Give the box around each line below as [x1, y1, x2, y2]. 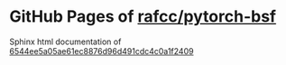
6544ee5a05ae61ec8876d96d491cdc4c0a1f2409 [9, 45, 194, 56]
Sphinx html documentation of [9, 36, 122, 47]
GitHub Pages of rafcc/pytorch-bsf [9, 6, 277, 27]
